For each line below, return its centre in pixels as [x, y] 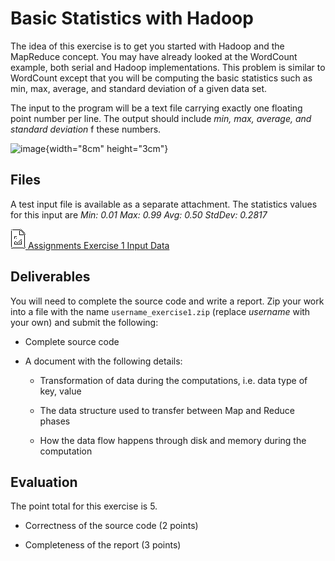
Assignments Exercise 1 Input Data [98, 245]
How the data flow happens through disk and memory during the [173, 440]
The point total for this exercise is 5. [84, 506]
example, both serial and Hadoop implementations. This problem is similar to [168, 67]
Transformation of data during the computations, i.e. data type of [173, 380]
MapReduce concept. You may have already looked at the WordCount [154, 56]
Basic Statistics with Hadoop [132, 18]
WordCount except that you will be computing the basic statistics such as [161, 78]
